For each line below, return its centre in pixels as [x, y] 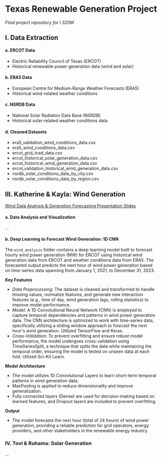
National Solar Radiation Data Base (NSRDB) [56, 115]
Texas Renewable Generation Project [81, 9]
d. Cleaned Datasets [26, 132]
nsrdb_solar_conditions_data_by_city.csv [53, 173]
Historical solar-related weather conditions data [60, 120]
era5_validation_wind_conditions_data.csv [54, 143]
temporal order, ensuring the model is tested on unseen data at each [81, 351]
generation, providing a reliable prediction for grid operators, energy [81, 425]
